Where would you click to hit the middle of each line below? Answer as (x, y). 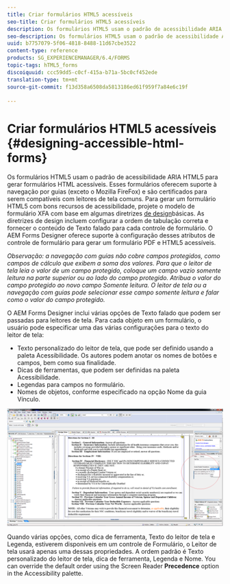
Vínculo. (29, 399)
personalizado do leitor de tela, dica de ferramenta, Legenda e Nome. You (111, 559)
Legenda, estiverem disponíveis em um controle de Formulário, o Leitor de (112, 544)
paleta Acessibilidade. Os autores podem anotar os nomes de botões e (117, 355)
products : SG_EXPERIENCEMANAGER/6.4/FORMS (68, 58)
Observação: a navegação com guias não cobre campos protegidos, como (114, 256)
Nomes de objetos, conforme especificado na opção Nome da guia (112, 392)
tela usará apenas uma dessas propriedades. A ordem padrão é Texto (105, 551)
